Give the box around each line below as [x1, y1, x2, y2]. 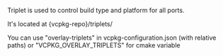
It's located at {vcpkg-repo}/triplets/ [7, 20, 113, 28]
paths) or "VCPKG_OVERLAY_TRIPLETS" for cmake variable [7, 41, 181, 49]
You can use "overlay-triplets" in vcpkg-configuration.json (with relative [7, 33, 217, 42]
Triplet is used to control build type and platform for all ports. [7, 6, 185, 14]
